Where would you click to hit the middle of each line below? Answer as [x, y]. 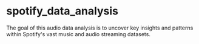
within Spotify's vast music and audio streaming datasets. [78, 34]
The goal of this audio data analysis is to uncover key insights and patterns [100, 28]
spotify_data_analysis [62, 11]
